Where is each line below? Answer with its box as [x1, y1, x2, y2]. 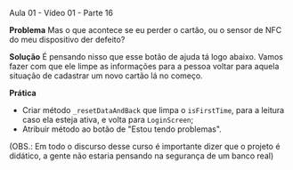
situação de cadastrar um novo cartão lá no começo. [9, 70, 203, 81]
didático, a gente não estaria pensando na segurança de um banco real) [9, 150, 274, 161]
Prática [9, 88, 37, 98]
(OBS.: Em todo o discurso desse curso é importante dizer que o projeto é [9, 142, 281, 151]
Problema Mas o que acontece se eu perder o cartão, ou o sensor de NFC [9, 25, 282, 35]
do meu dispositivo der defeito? [9, 35, 126, 45]
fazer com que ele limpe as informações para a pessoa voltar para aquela [9, 61, 280, 71]
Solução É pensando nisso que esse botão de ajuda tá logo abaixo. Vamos [9, 52, 283, 61]
